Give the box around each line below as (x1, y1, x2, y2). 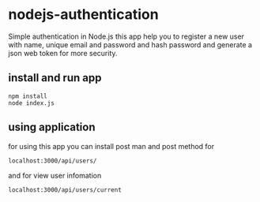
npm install (8, 92, 47, 100)
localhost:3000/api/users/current (8, 185, 122, 194)
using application (8, 121, 96, 134)
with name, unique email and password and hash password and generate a (8, 39, 253, 49)
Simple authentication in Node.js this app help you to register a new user (8, 32, 245, 41)
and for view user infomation (8, 170, 102, 180)
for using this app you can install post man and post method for (8, 141, 215, 151)
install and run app (8, 71, 102, 84)
